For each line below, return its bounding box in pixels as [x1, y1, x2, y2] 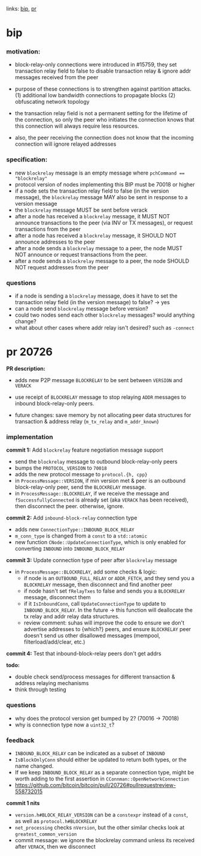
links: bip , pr [6, 5, 37, 12]
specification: [6, 155, 48, 164]
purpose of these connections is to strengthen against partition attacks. [14, 85, 191, 92]
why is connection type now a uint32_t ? [14, 721, 115, 728]
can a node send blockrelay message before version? [14, 305, 148, 313]
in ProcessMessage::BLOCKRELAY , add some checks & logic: [14, 568, 157, 575]
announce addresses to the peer [14, 238, 96, 245]
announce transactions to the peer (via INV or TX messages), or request [14, 219, 193, 226]
